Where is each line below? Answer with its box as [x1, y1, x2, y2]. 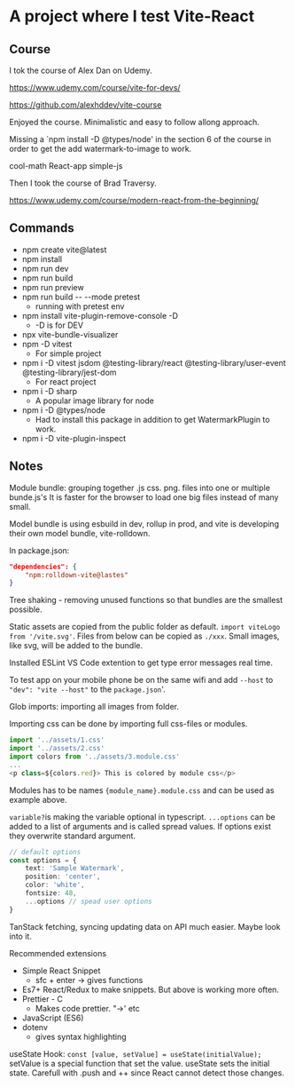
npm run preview [21, 282, 84, 292]
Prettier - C [21, 993, 64, 1004]
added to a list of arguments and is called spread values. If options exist [9, 821, 272, 831]
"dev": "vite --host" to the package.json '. [9, 684, 166, 694]
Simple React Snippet [21, 965, 101, 976]
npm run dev [21, 263, 69, 274]
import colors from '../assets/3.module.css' [9, 752, 180, 761]
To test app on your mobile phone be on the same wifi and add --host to [9, 675, 274, 686]
